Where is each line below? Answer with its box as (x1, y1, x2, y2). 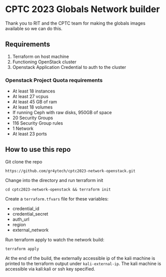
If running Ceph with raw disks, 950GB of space (12, 110, 112, 116)
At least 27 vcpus (12, 94, 49, 100)
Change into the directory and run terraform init (5, 177, 104, 183)
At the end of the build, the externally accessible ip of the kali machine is (5, 255, 155, 261)
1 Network (12, 126, 34, 132)
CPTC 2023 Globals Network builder (5, 4, 160, 15)
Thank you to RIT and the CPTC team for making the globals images (5, 20, 145, 26)
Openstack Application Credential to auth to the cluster (12, 64, 126, 70)
